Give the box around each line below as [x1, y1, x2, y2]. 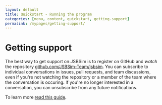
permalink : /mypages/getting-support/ [5, 21, 85, 26]
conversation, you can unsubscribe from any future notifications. [5, 85, 138, 91]
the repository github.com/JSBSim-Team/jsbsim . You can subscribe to [5, 64, 149, 70]
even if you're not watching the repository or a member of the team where [5, 74, 157, 80]
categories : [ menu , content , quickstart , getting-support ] [5, 16, 130, 21]
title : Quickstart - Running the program [5, 12, 92, 17]
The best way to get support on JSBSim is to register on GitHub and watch [5, 59, 158, 65]
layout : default [5, 7, 39, 12]
